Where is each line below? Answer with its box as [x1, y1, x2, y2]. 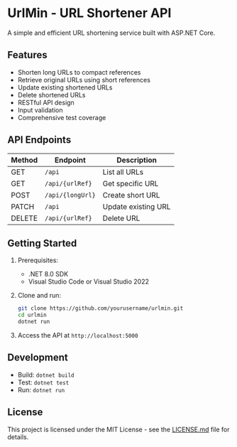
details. [7, 432, 29, 441]
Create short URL [102, 190, 160, 200]
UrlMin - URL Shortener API [7, 5, 172, 21]
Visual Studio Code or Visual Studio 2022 [28, 277, 150, 286]
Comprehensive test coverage [17, 113, 106, 122]
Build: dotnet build [17, 370, 75, 379]
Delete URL [102, 213, 140, 223]
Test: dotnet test [17, 378, 70, 387]
